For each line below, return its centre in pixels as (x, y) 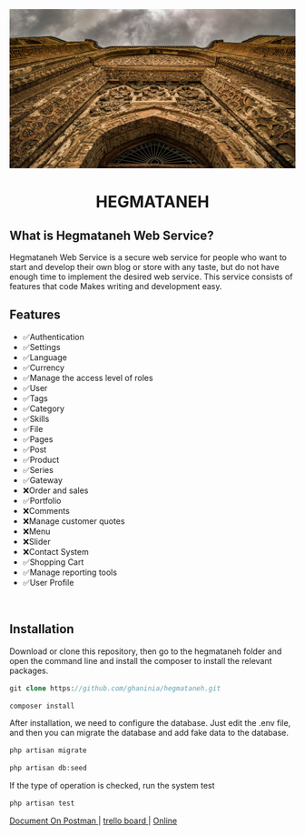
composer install (42, 706)
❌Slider (37, 541)
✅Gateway (43, 480)
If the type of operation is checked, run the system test (112, 786)
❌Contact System (55, 551)
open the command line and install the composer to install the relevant (141, 660)
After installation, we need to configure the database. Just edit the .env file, (150, 723)
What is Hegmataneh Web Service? (112, 235)
